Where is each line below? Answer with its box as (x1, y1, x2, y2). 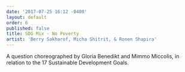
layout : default (6, 14, 47, 20)
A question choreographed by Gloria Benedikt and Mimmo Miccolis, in (6, 53, 180, 60)
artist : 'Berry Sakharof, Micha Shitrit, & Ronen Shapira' (6, 36, 157, 42)
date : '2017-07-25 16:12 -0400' (6, 8, 87, 15)
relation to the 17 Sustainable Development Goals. (6, 59, 129, 66)
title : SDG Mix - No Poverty (6, 31, 79, 37)
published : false (6, 25, 50, 32)
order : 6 (6, 20, 28, 26)
